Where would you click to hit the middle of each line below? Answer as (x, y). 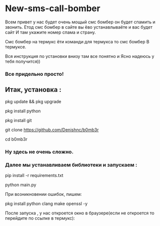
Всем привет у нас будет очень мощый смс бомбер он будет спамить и (80, 22)
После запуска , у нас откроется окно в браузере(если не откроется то (80, 213)
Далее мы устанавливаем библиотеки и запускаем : (71, 165)
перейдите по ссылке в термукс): (40, 218)
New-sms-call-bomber (53, 9)
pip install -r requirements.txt (34, 175)
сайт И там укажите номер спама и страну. (50, 32)
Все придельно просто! (34, 74)
